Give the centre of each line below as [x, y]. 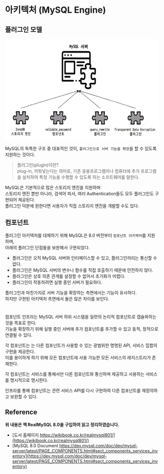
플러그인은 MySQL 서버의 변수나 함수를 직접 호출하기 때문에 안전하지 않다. [82, 270]
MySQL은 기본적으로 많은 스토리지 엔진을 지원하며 [53, 188]
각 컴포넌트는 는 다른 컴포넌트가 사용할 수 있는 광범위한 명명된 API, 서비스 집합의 [81, 345]
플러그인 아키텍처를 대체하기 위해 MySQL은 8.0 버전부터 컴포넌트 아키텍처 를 [76, 235]
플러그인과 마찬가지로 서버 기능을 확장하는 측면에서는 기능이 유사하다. [71, 293]
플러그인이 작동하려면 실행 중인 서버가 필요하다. [57, 282]
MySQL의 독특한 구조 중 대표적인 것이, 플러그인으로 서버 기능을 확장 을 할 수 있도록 [81, 148]
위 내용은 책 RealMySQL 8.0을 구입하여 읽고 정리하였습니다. [62, 424]
